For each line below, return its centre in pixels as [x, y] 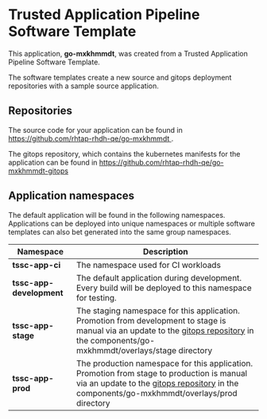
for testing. [96, 297]
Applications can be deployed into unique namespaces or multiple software [132, 223]
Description [165, 251]
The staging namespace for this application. [158, 310]
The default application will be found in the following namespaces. [117, 215]
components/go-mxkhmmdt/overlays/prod [157, 393]
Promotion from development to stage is [151, 320]
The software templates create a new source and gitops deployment [120, 77]
